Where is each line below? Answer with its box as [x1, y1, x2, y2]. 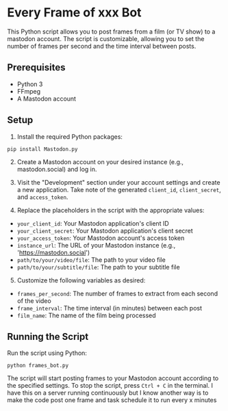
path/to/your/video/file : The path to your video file [16, 255, 166, 264]
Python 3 [16, 80, 43, 88]
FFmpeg [16, 87, 41, 95]
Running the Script [7, 330, 89, 343]
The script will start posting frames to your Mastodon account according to [7, 374, 219, 382]
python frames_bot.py [7, 362, 69, 369]
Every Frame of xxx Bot [7, 5, 142, 21]
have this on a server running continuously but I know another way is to [7, 388, 209, 397]
